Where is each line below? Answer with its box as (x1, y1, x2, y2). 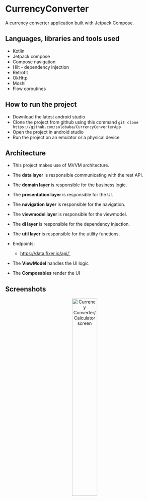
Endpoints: (12, 241, 35, 247)
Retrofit (12, 69, 28, 75)
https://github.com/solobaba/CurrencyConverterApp (12, 124, 121, 130)
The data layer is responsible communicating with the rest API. (12, 172, 143, 178)
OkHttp (12, 74, 28, 81)
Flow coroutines (12, 86, 46, 92)
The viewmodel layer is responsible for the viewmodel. (12, 211, 127, 218)
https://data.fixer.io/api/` (20, 251, 70, 257)
